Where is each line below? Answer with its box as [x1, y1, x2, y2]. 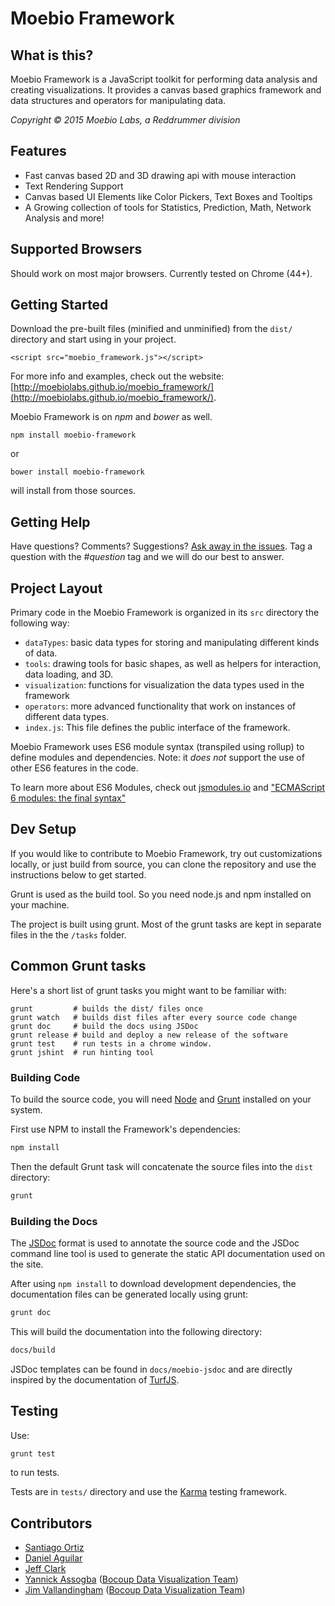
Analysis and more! [24, 212, 105, 224]
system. [10, 1103, 43, 1116]
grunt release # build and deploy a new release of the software [10, 1030, 288, 1040]
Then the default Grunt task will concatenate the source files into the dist [10, 1160, 314, 1172]
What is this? [10, 47, 94, 64]
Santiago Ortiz [24, 1542, 85, 1554]
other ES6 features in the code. [10, 762, 139, 774]
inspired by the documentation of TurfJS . [10, 1373, 180, 1386]
